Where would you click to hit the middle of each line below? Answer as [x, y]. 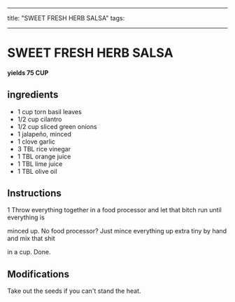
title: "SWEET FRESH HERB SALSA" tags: [66, 18]
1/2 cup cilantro [40, 119]
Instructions [34, 193]
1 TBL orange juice [44, 156]
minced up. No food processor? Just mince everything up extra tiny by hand [117, 231]
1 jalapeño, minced [44, 134]
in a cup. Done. [29, 252]
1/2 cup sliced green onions [57, 126]
